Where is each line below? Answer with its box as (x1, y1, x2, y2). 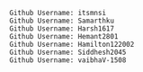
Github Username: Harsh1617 (9, 24, 115, 33)
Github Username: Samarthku (9, 16, 115, 25)
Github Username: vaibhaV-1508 (9, 56, 127, 65)
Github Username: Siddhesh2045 (9, 48, 127, 57)
